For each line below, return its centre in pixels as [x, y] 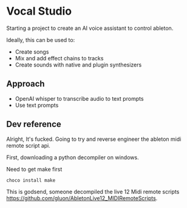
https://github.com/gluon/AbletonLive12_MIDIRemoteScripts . [82, 198]
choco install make [31, 180]
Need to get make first [34, 169]
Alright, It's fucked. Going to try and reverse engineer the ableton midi [94, 139]
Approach [25, 84]
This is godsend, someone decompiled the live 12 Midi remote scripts [93, 192]
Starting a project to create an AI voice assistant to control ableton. [90, 28]
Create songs [32, 52]
